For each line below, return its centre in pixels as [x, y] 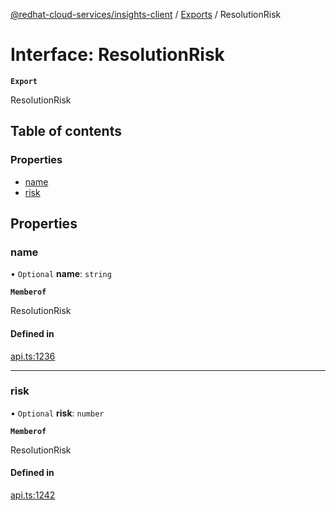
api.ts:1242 [33, 495]
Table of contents [66, 131]
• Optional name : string [61, 274]
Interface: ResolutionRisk [117, 55]
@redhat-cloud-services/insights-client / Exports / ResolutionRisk [146, 14]
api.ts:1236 [33, 356]
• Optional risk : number [57, 413]
